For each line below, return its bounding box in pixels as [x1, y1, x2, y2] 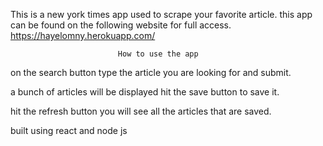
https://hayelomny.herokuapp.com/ [10, 30, 156, 41]
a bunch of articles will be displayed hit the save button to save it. [10, 86, 280, 98]
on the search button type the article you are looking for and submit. [10, 67, 292, 78]
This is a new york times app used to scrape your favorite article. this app [10, 9, 313, 20]
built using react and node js [10, 125, 128, 136]
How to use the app [117, 49, 199, 59]
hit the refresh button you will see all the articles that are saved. [10, 105, 272, 117]
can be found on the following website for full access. [10, 19, 232, 31]
